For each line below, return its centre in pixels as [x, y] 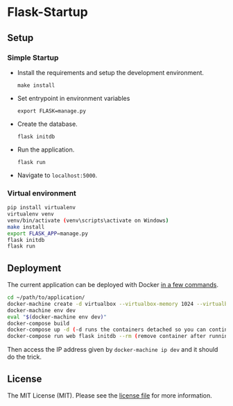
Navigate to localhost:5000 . [57, 175]
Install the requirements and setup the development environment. [111, 72]
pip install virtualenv [42, 208]
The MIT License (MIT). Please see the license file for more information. [110, 396]
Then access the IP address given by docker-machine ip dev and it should [113, 350]
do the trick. [24, 357]
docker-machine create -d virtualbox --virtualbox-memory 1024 [101, 304]
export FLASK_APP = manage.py [48, 234]
